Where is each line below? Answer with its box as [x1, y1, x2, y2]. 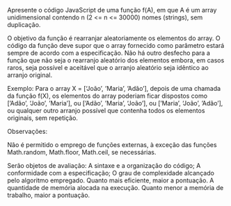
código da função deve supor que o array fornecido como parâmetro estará [7, 42, 225, 49]
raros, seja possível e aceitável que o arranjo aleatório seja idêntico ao [7, 64, 209, 71]
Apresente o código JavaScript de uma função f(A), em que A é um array [7, 6, 217, 14]
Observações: [7, 128, 47, 135]
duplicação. [7, 21, 41, 28]
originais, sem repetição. [7, 114, 79, 122]
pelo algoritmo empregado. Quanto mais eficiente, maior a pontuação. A [7, 176, 214, 184]
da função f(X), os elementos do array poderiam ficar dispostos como [7, 92, 207, 100]
